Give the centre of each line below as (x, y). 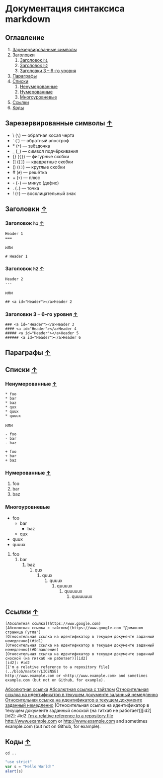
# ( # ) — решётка (30, 172)
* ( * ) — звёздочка (31, 146)
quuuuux (73, 591)
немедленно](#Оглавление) (32, 650)
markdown (28, 19)
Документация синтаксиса (65, 9)
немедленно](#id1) (24, 641)
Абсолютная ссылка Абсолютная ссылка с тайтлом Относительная (77, 689)
